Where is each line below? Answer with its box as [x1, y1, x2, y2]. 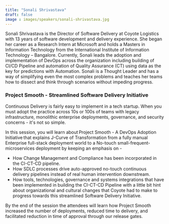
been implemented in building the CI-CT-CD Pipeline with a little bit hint [12, 182, 161, 188]
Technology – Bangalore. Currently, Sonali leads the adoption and [5, 52, 141, 58]
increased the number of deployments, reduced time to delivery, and [5, 208, 148, 214]
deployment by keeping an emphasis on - [35, 145, 122, 151]
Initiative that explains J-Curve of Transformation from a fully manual [5, 135, 148, 141]
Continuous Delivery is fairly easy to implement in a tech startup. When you [5, 103, 162, 109]
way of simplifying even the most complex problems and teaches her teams [5, 74, 163, 80]
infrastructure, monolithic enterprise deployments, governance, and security [5, 114, 164, 120]
